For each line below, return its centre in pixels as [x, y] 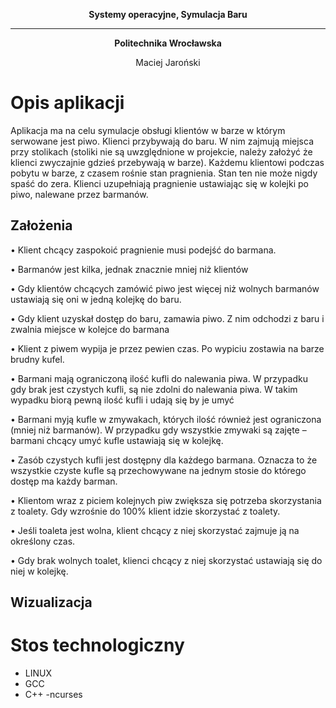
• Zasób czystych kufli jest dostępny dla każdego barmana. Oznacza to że [164, 460]
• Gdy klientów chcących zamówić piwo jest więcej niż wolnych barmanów [165, 288]
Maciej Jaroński [168, 62]
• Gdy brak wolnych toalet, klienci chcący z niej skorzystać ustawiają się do [166, 560]
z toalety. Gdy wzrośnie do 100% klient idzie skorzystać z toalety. [145, 511]
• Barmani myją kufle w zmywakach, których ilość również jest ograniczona [166, 419]
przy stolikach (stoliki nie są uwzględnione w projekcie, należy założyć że [161, 151]
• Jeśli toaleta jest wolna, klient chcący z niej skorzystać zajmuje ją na [155, 530]
